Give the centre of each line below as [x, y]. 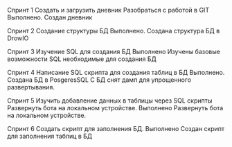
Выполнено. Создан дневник [50, 17]
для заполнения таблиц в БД [50, 136]
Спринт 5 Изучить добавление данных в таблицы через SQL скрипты [110, 101]
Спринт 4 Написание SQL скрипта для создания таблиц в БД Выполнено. [116, 72]
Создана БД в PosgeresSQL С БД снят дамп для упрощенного [99, 80]
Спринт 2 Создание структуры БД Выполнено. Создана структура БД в [114, 31]
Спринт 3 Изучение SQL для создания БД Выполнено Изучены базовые [114, 52]
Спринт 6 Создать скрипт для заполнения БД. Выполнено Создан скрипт [116, 129]
